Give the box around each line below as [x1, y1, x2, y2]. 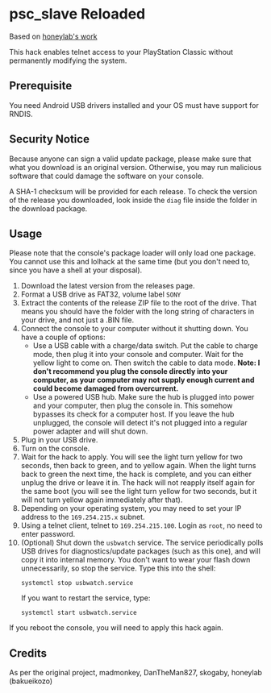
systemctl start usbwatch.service [20, 609, 137, 617]
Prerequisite [9, 79, 73, 93]
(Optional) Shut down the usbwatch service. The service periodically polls [20, 537, 264, 548]
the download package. [9, 203, 88, 214]
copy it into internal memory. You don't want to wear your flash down [20, 555, 251, 565]
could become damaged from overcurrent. [32, 384, 179, 393]
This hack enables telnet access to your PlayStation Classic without [9, 47, 233, 56]
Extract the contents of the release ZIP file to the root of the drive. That [20, 298, 257, 308]
